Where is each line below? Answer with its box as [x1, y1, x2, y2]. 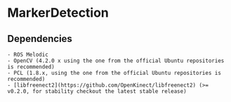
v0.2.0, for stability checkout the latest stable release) [7, 88, 187, 95]
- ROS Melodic [7, 51, 49, 58]
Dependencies [7, 33, 72, 45]
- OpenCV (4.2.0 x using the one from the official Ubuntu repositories [7, 57, 225, 64]
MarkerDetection [7, 5, 109, 21]
